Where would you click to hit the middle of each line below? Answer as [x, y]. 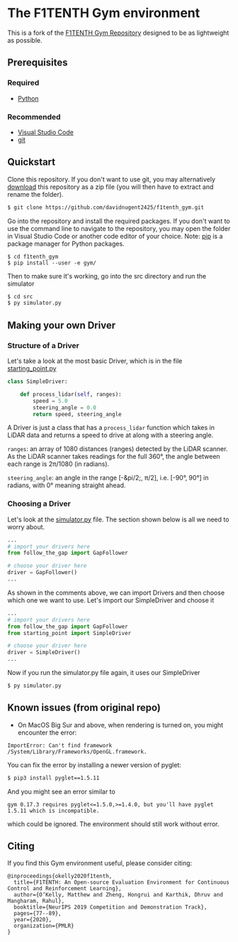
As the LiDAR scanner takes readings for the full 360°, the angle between [114, 457]
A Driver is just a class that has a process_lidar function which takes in [111, 428]
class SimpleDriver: [38, 381]
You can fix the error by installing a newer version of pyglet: [95, 764]
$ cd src [20, 296]
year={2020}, [33, 920]
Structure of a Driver [43, 345]
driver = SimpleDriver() [44, 653]
